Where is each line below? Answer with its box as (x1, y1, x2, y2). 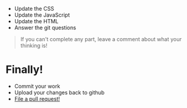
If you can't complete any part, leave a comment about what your (20, 36, 182, 42)
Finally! (5, 63, 43, 76)
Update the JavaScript (14, 11, 70, 18)
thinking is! (20, 42, 47, 49)
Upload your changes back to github (14, 89, 105, 96)
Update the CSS (14, 5, 55, 12)
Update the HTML (14, 18, 59, 24)
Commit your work (14, 82, 61, 90)
